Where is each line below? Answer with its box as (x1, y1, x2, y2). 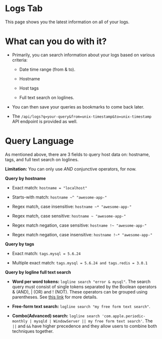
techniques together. (12, 328, 54, 334)
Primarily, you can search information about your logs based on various (12, 52, 155, 58)
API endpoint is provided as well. (12, 118, 78, 124)
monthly (12, 319, 28, 324)
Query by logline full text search (5, 269, 71, 275)
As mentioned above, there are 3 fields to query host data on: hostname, (5, 151, 150, 157)
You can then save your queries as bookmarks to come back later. (12, 104, 145, 109)
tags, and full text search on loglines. (5, 156, 79, 162)
